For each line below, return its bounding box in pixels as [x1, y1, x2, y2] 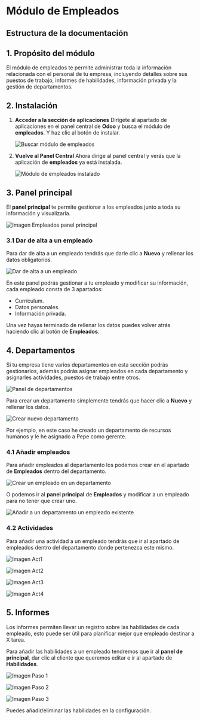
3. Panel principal [6, 187, 73, 198]
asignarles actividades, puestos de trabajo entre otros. [6, 374, 140, 381]
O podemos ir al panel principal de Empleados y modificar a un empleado [6, 491, 189, 498]
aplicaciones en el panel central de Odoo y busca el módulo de [14, 123, 171, 130]
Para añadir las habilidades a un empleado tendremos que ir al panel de [6, 648, 183, 655]
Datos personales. [14, 304, 60, 311]
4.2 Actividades [6, 524, 54, 532]
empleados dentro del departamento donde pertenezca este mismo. [6, 544, 174, 551]
